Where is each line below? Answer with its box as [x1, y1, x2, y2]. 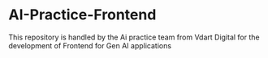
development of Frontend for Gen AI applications [8, 40, 172, 50]
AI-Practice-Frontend [8, 6, 157, 24]
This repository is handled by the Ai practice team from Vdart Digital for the [8, 32, 260, 42]
